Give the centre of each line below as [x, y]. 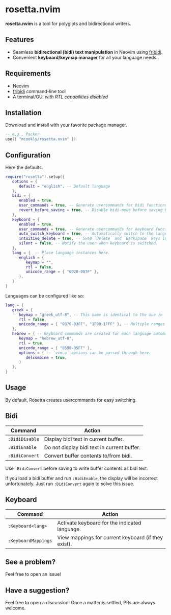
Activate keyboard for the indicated [99, 522]
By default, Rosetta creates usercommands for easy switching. [71, 400]
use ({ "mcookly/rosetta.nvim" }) [41, 139]
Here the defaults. [24, 167]
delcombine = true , [46, 357]
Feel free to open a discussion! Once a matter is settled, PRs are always [80, 603]
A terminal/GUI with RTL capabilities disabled [60, 97]
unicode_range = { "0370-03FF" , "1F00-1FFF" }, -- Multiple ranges [92, 324]
